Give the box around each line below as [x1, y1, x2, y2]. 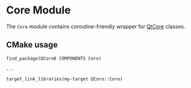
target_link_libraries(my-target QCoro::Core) [6, 76, 123, 82]
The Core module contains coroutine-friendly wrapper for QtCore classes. [6, 23, 186, 30]
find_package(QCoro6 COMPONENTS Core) [6, 55, 102, 62]
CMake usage [6, 40, 58, 50]
